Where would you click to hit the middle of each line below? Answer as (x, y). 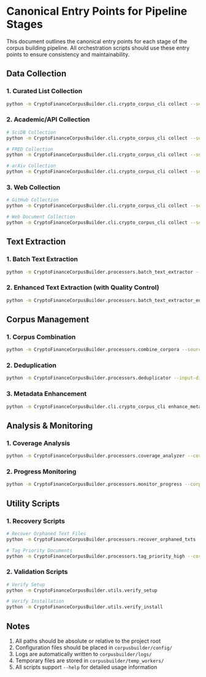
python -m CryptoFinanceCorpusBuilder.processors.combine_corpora (93, 350)
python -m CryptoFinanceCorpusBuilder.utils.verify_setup (82, 590)
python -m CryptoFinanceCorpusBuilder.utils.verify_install (85, 607)
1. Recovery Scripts (36, 521)
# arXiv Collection (31, 166)
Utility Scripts (33, 504)
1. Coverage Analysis (38, 443)
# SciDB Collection (31, 132)
